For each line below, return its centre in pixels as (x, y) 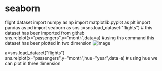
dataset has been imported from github (45, 33)
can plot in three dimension (33, 63)
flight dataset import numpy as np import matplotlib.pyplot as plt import (78, 22)
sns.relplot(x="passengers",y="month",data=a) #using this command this (80, 38)
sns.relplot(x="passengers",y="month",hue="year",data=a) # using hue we (81, 58)
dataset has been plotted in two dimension (48, 43)
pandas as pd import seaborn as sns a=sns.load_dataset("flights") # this (79, 27)
